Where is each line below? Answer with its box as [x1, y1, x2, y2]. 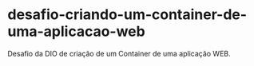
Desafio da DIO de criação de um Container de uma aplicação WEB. [7, 49, 231, 58]
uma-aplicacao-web [7, 22, 145, 41]
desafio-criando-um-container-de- [7, 6, 248, 24]
